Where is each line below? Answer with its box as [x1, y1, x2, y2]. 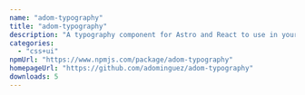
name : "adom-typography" [9, 13, 103, 23]
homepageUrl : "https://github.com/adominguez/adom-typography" [9, 64, 254, 73]
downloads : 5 [9, 72, 59, 81]
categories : [9, 38, 54, 48]
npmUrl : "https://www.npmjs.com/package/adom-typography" [9, 55, 233, 64]
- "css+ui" [17, 47, 59, 56]
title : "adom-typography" [9, 22, 107, 31]
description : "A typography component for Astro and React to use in [9, 30, 279, 39]
